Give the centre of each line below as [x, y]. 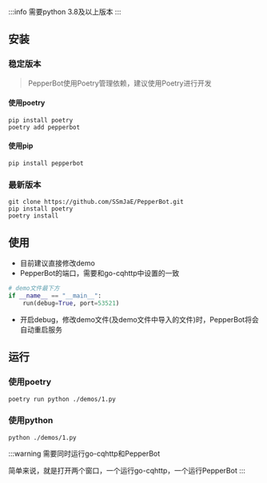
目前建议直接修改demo [58, 263]
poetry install [34, 216]
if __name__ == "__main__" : [55, 296]
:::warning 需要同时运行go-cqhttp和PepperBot [84, 453]
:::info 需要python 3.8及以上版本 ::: [65, 12]
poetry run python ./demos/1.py [62, 399]
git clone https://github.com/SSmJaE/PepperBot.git [96, 202]
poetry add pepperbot [44, 127]
